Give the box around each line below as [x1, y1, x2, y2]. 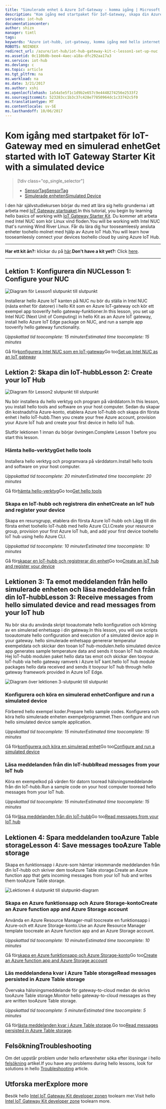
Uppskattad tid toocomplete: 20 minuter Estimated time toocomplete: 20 [5, 473, 152, 479]
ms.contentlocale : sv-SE [5, 104, 56, 109]
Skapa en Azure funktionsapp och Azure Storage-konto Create [5, 900, 158, 907]
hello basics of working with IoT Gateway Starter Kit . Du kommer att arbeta [5, 213, 157, 219]
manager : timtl [5, 30, 37, 35]
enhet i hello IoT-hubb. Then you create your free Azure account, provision [5, 414, 156, 420]
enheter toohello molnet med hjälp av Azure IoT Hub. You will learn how [5, 228, 149, 234]
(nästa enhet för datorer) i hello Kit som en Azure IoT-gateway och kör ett [5, 303, 154, 309]
